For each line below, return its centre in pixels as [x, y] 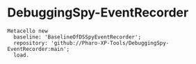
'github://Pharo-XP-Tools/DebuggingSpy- [110, 43]
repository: [31, 43]
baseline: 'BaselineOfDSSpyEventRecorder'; [77, 37]
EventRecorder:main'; [39, 49]
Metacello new [28, 31]
